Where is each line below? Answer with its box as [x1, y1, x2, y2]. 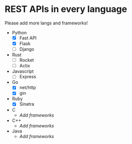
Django [19, 46, 34, 52]
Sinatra [19, 101, 34, 107]
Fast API [19, 35, 37, 41]
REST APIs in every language [4, 3, 127, 15]
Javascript [11, 68, 34, 74]
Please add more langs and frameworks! [4, 20, 88, 26]
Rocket [19, 57, 34, 63]
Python [11, 29, 27, 35]
